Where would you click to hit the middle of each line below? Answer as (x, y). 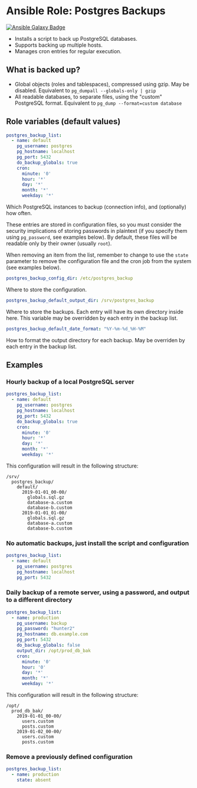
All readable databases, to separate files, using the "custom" (88, 96)
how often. (19, 213)
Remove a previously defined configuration (69, 757)
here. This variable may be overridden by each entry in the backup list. (92, 318)
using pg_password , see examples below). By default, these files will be (92, 237)
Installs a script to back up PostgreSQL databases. (76, 38)
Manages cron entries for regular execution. (68, 51)
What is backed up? (43, 70)
